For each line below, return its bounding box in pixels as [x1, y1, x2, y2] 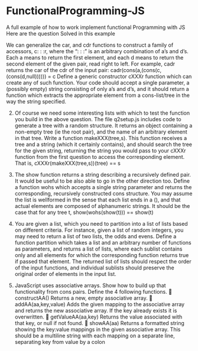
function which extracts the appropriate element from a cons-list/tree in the [6, 92, 190, 99]
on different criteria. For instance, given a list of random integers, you [14, 226, 184, 233]
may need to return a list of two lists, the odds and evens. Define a [14, 232, 177, 240]
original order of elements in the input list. [14, 270, 116, 277]
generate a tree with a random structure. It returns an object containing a [14, 122, 193, 129]
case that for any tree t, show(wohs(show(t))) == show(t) [14, 209, 154, 216]
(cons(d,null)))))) [6, 73, 47, 80]
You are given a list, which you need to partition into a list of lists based [14, 220, 188, 227]
